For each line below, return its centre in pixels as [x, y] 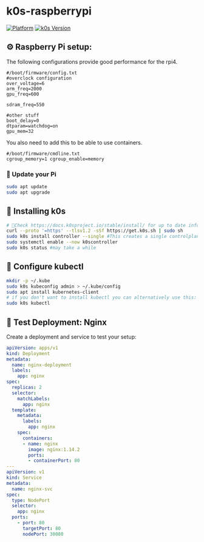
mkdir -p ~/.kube [28, 280]
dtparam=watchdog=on [32, 126]
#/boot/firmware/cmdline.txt [43, 154]
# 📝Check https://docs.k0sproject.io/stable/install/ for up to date [96, 225]
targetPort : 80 [42, 528]
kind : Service [24, 478]
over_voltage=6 [25, 83]
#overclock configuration [39, 78]
